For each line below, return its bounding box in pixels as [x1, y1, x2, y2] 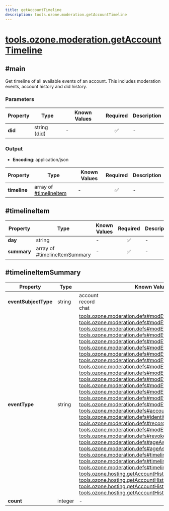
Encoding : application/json [12, 157, 69, 163]
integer [57, 497, 74, 504]
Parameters [5, 96, 34, 103]
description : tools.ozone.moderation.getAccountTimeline [5, 12, 127, 17]
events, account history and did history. [5, 83, 88, 89]
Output [5, 145, 23, 152]
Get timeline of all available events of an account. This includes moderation [5, 78, 161, 84]
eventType [8, 401, 34, 408]
